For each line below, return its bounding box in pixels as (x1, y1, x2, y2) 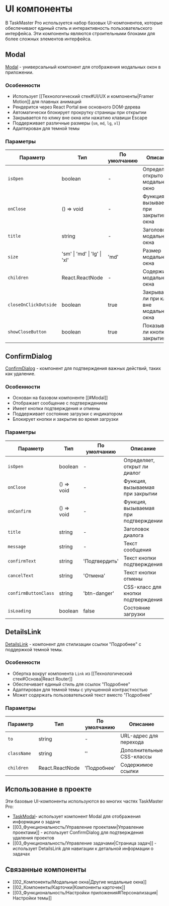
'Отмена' (83, 572, 106, 579)
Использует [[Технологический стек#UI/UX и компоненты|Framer (12, 93, 154, 99)
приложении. (5, 69, 34, 75)
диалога (123, 532, 144, 539)
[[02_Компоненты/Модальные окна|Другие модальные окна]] (12, 879, 147, 885)
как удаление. (5, 371, 36, 377)
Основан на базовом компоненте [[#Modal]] (12, 394, 108, 401)
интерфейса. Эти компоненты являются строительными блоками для (5, 30, 155, 36)
